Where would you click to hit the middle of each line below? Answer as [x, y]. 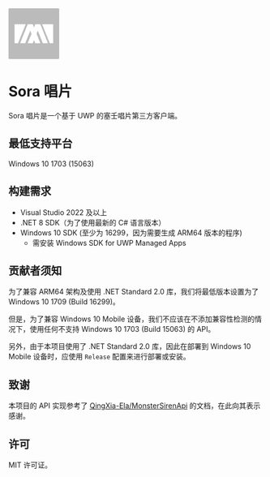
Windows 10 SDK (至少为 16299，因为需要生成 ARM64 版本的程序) [131, 232]
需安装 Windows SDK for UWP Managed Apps [109, 243]
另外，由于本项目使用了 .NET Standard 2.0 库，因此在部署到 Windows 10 [130, 346]
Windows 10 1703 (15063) [51, 163]
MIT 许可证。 [30, 465]
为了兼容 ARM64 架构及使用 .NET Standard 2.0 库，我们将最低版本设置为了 [134, 292]
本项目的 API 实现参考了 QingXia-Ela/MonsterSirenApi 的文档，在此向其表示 [135, 406]
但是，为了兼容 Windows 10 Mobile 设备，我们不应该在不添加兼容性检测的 [132, 319]
